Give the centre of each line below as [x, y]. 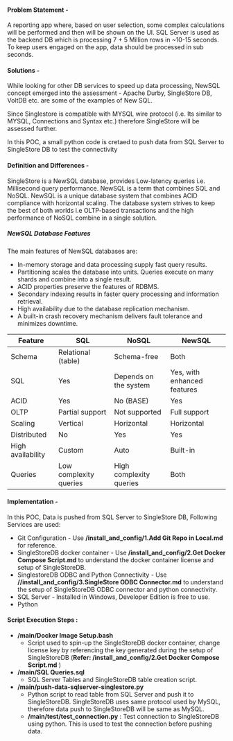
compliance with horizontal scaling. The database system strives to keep [111, 203]
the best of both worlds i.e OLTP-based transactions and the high [101, 210]
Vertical [70, 423]
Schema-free [136, 356]
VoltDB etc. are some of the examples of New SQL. [80, 101]
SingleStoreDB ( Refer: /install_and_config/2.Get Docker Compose [123, 657]
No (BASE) [131, 401]
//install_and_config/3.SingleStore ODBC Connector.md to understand [120, 582]
